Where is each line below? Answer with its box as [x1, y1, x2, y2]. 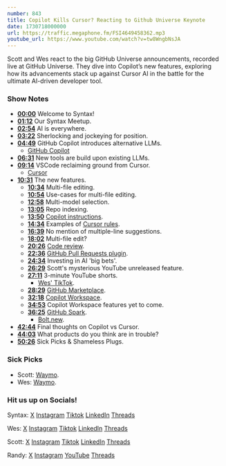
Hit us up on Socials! [7, 395, 77, 404]
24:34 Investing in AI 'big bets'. [27, 257, 117, 265]
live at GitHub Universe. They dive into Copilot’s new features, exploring [7, 62, 212, 71]
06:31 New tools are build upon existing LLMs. [17, 153, 150, 162]
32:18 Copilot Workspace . [27, 293, 102, 301]
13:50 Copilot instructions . [27, 212, 104, 221]
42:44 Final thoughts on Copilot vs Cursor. [17, 323, 140, 331]
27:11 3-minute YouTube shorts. [27, 271, 118, 280]
